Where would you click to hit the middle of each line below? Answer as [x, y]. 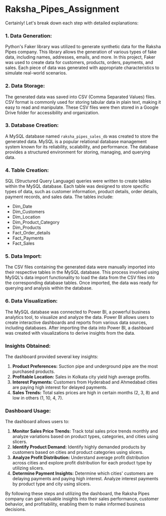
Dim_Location [26, 217]
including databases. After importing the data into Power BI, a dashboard [79, 328]
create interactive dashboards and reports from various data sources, [76, 322]
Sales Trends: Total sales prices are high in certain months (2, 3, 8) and [86, 393]
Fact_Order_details [31, 233]
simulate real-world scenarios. [36, 73]
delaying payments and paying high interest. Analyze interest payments [85, 479]
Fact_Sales [23, 243]
